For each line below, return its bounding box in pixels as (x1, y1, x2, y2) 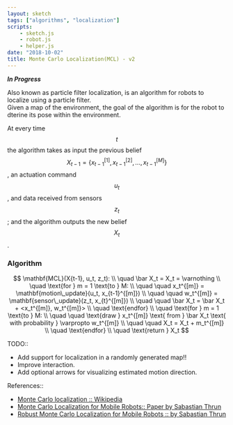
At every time (7, 124, 46, 133)
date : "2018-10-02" (7, 50, 64, 57)
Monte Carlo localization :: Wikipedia (17, 395, 123, 403)
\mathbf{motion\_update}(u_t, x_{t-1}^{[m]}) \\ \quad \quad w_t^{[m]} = (15, 289, 218, 297)
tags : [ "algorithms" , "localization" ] (7, 17, 120, 24)
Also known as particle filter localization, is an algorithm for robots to (7, 88, 204, 96)
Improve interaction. (17, 360, 75, 368)
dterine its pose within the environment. (7, 110, 121, 119)
